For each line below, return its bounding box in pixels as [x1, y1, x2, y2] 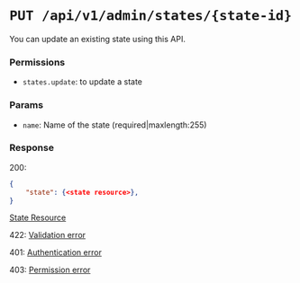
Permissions [9, 56, 66, 68]
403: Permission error [9, 264, 91, 276]
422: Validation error [9, 230, 86, 241]
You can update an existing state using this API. [9, 33, 186, 44]
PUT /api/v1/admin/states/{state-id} [9, 7, 293, 24]
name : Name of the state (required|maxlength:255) [22, 119, 207, 130]
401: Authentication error [9, 247, 102, 258]
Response [9, 142, 54, 155]
